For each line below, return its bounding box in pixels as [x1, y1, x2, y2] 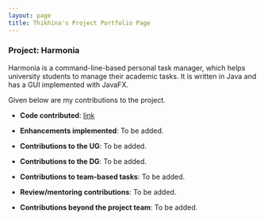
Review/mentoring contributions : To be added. [19, 187, 177, 196]
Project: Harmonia [8, 45, 80, 56]
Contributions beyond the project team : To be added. [19, 203, 198, 212]
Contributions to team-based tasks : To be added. [19, 172, 186, 181]
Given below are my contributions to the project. [8, 95, 166, 104]
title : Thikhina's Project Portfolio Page [8, 19, 151, 27]
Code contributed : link [19, 110, 95, 119]
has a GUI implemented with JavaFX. [8, 80, 129, 89]
